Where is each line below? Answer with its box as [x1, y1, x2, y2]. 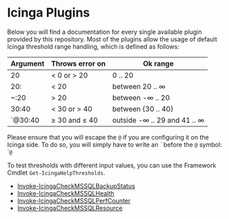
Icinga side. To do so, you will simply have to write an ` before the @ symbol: [7, 140, 222, 149]
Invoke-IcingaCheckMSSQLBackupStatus [17, 182, 136, 190]
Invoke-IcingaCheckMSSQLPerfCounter [17, 196, 131, 204]
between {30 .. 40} [112, 104, 174, 113]
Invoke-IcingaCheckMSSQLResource [17, 204, 123, 212]
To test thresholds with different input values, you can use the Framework [7, 161, 217, 169]
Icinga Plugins [7, 5, 90, 21]
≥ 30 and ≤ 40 [51, 115, 98, 125]
